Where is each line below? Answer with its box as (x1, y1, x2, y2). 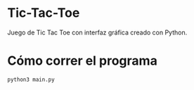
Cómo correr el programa (7, 53, 158, 69)
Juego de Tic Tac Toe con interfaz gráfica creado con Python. (7, 28, 188, 37)
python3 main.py (7, 76, 55, 83)
